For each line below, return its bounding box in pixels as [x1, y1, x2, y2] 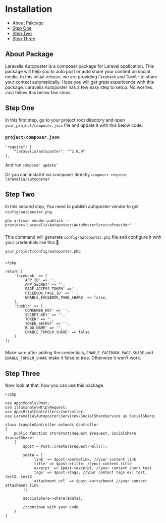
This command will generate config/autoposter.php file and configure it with [5, 234, 162, 240]
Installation [5, 3, 53, 15]
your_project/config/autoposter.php [5, 249, 81, 254]
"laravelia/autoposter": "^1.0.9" [14, 149, 85, 154]
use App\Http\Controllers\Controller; [5, 410, 85, 415]
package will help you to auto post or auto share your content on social [5, 68, 150, 74]
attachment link [5, 483, 39, 488]
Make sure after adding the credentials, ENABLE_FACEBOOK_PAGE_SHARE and [5, 350, 153, 356]
